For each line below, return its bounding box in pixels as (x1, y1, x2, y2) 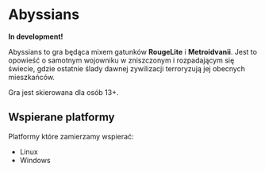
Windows (19, 155, 51, 165)
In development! (8, 32, 63, 41)
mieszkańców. (8, 72, 56, 82)
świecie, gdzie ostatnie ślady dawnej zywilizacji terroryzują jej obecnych (8, 63, 246, 73)
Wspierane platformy (8, 111, 115, 124)
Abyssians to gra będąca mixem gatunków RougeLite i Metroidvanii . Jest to (8, 47, 258, 56)
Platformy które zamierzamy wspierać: (8, 131, 134, 141)
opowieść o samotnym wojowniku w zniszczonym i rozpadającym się (8, 55, 235, 65)
